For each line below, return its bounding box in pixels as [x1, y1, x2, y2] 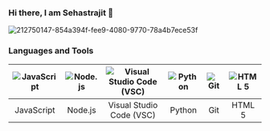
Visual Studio [108, 99, 158, 110]
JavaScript [14, 104, 55, 115]
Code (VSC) [109, 109, 156, 121]
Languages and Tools [8, 46, 94, 57]
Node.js [67, 104, 96, 115]
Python [170, 104, 197, 115]
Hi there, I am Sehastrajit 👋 [8, 7, 114, 18]
